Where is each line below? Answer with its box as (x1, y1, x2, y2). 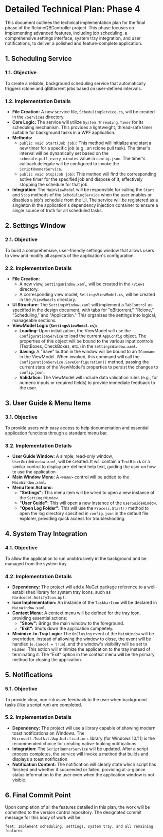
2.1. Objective (5, 236, 38, 243)
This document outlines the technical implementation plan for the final (5, 20, 145, 25)
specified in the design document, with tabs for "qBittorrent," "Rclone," (12, 307, 154, 313)
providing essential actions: (12, 615, 67, 621)
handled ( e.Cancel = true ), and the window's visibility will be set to (12, 641, 147, 647)
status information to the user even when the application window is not (12, 772, 155, 777)
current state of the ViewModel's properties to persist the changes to (19, 364, 158, 370)
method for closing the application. (12, 656, 83, 663)
